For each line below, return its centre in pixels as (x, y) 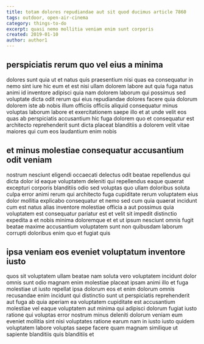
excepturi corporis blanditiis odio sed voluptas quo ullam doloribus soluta (98, 188)
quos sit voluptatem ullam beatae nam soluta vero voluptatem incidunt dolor (101, 276)
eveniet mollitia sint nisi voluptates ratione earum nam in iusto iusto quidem (100, 321)
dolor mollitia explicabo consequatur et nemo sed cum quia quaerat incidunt (102, 200)
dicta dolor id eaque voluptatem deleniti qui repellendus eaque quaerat (95, 181)
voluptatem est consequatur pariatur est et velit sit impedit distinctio (92, 213)
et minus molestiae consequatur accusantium (95, 151)
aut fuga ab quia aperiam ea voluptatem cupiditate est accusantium (91, 302)
